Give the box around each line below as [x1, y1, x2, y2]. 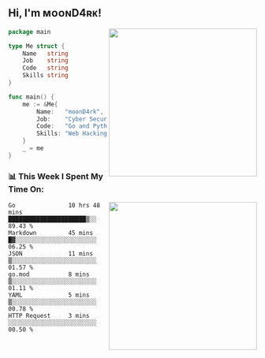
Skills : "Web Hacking [36, 129, 108, 138]
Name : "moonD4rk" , [36, 107, 104, 116]
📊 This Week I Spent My [8, 170, 104, 181]
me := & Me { [22, 100, 58, 108]
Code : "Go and [36, 122, 90, 130]
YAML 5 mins [8, 291, 90, 300]
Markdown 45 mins [8, 229, 93, 237]
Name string [22, 50, 69, 58]
